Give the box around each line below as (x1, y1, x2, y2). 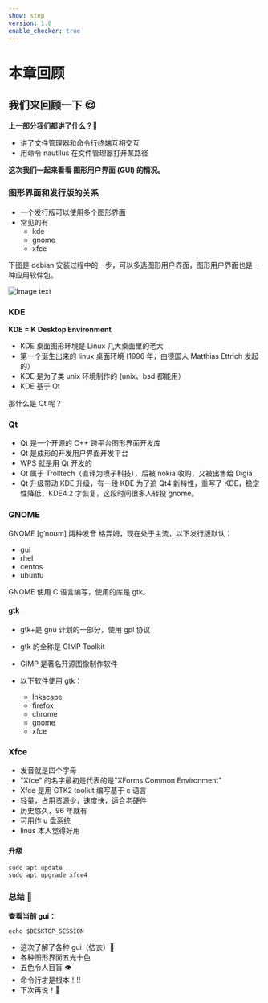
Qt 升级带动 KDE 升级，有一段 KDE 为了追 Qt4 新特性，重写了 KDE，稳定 (19, 479, 260, 488)
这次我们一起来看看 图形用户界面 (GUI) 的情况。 (8, 166, 165, 175)
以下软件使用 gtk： (19, 676, 83, 685)
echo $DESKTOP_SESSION (8, 927, 84, 935)
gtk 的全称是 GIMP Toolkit (19, 641, 106, 652)
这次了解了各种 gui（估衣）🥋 (19, 942, 115, 952)
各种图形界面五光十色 (19, 952, 91, 962)
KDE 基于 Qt (19, 381, 60, 391)
